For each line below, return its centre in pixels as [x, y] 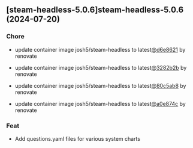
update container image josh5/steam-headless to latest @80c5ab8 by [100, 85]
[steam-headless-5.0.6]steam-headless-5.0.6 [95, 10]
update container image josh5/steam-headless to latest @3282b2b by [101, 67]
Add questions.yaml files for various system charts [78, 138]
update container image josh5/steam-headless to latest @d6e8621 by [100, 49]
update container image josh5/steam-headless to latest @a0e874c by [100, 103]
